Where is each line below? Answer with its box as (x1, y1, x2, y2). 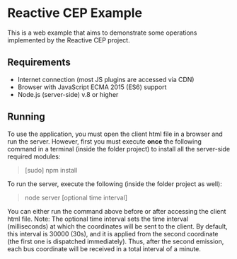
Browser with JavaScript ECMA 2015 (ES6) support (17, 83, 167, 91)
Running (7, 111, 46, 123)
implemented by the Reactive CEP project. (7, 35, 130, 44)
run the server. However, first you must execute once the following (7, 137, 202, 146)
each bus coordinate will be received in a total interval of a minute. (7, 244, 202, 253)
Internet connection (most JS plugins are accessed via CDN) (17, 75, 195, 84)
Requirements (7, 57, 71, 69)
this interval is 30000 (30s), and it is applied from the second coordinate (7, 229, 219, 238)
